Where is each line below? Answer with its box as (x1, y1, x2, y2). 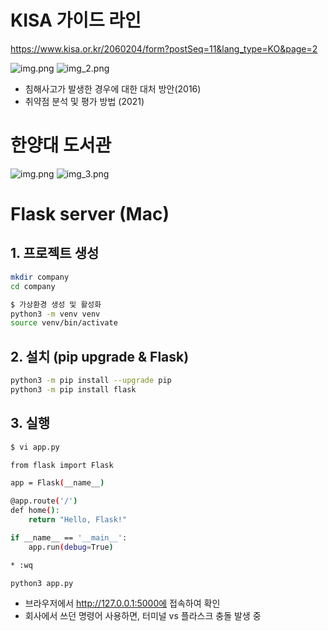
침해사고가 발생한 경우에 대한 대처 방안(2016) (24, 82, 202, 95)
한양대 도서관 (10, 134, 112, 157)
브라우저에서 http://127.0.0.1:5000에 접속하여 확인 (24, 597, 221, 610)
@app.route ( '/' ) (10, 496, 78, 506)
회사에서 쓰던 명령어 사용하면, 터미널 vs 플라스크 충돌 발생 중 (24, 610, 262, 622)
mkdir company (10, 272, 70, 282)
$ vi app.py (10, 442, 60, 452)
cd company (10, 281, 56, 291)
